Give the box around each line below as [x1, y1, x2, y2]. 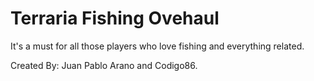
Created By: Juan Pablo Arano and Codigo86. [10, 59, 198, 71]
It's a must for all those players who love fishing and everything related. [10, 40, 305, 52]
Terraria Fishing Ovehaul [10, 7, 220, 30]
